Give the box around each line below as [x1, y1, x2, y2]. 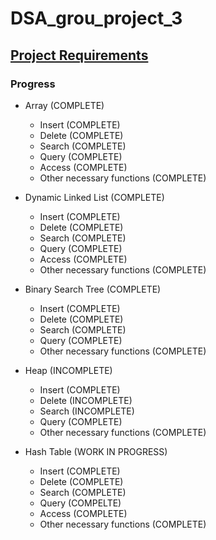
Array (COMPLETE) [24, 99, 105, 111]
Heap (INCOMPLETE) [24, 364, 113, 376]
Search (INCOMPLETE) [39, 405, 135, 417]
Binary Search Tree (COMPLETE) [24, 283, 162, 295]
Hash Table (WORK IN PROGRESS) [24, 445, 168, 457]
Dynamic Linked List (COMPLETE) [24, 191, 165, 203]
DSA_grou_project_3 [10, 7, 183, 30]
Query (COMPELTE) [39, 497, 122, 509]
